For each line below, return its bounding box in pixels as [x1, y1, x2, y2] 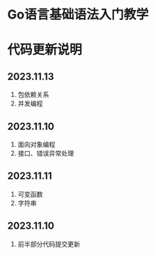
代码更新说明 [7, 42, 83, 58]
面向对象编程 [17, 140, 55, 148]
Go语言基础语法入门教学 [7, 6, 149, 23]
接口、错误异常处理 [17, 149, 74, 157]
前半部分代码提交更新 [17, 239, 80, 248]
